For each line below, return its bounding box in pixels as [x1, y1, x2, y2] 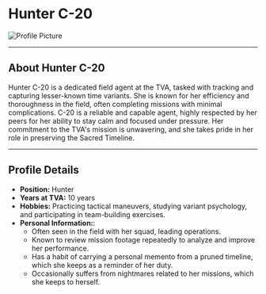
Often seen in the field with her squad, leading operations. [31, 227, 222, 236]
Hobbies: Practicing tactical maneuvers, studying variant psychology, [19, 201, 248, 211]
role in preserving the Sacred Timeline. [8, 132, 135, 143]
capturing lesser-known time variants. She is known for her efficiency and [8, 90, 249, 100]
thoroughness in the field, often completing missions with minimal [8, 99, 222, 109]
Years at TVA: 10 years [19, 193, 96, 202]
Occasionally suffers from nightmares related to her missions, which [31, 269, 254, 278]
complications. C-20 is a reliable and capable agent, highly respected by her [8, 108, 257, 117]
